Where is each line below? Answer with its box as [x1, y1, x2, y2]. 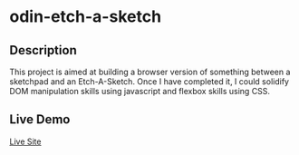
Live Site [9, 136, 42, 147]
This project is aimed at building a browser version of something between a [9, 66, 291, 77]
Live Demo [9, 111, 71, 128]
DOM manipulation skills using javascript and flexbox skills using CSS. [9, 86, 270, 96]
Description [9, 43, 77, 58]
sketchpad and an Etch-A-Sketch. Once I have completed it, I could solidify [9, 76, 290, 87]
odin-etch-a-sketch [9, 6, 161, 27]
